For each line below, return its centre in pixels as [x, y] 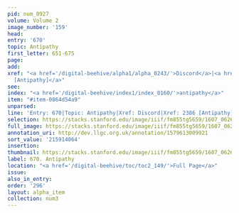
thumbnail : [23, 153]
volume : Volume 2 [33, 21]
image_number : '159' [38, 27]
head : [15, 34]
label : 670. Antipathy [41, 159]
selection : [23, 119]
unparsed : [22, 106]
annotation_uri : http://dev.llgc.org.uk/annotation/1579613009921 [108, 133]
